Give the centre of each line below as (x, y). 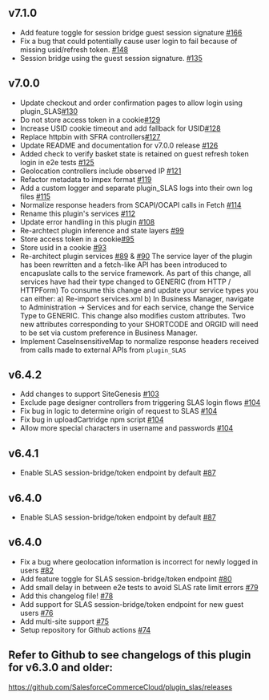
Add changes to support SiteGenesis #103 (90, 394)
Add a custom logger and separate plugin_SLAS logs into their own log (137, 188)
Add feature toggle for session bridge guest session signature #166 (131, 32)
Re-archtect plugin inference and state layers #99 (102, 230)
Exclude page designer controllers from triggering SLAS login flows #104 (140, 403)
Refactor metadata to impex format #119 (86, 179)
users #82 (37, 570)
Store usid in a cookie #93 (63, 247)
